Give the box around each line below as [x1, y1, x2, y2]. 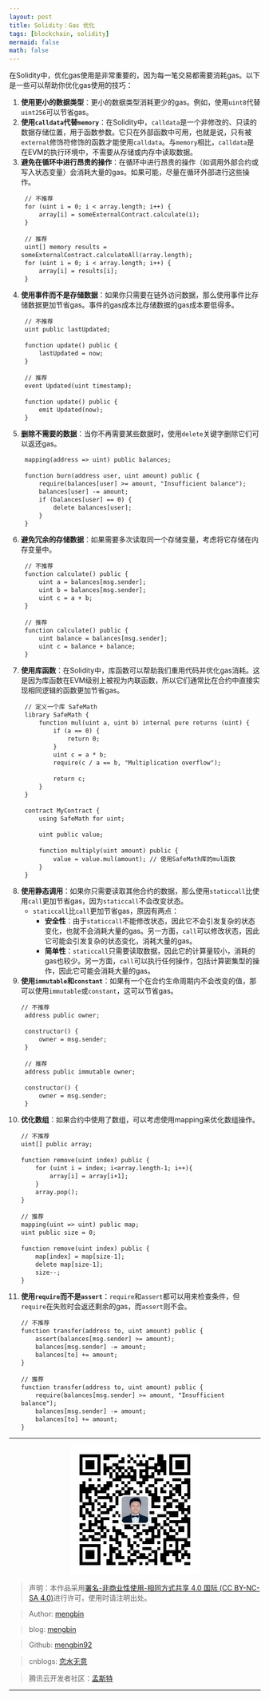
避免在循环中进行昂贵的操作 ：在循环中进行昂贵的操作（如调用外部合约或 [20, 157, 259, 167]
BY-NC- [234, 1583, 260, 1593]
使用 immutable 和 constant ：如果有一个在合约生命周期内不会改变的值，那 [20, 976, 257, 986]
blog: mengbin [28, 1625, 77, 1634]
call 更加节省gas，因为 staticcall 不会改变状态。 [27, 896, 188, 906]
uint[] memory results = [24, 244, 107, 252]
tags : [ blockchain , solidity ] [9, 30, 110, 38]
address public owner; [24, 1011, 101, 1020]
